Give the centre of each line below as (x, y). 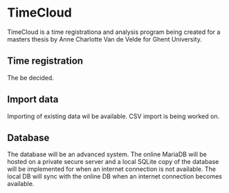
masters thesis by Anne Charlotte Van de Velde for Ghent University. (104, 39)
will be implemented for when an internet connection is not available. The (112, 169)
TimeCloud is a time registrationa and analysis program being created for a (114, 32)
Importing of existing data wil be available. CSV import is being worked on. (113, 116)
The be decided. (30, 77)
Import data (33, 99)
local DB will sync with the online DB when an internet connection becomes (115, 176)
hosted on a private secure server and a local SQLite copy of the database (113, 162)
